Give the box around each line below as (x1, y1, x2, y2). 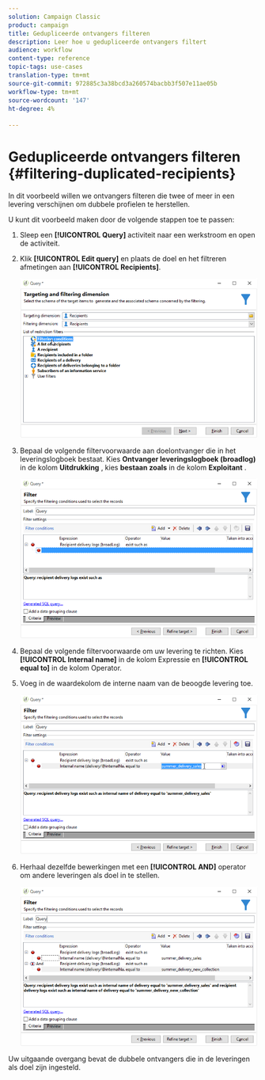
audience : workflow (8, 46, 73, 55)
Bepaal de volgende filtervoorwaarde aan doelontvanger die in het (19, 446, 237, 455)
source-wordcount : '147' (8, 96, 90, 105)
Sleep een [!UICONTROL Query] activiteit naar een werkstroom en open (19, 230, 256, 240)
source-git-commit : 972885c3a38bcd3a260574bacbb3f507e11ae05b (8, 79, 218, 87)
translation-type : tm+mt (8, 71, 90, 79)
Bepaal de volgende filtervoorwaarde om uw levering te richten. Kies (19, 646, 244, 656)
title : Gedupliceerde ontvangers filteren (8, 29, 150, 37)
